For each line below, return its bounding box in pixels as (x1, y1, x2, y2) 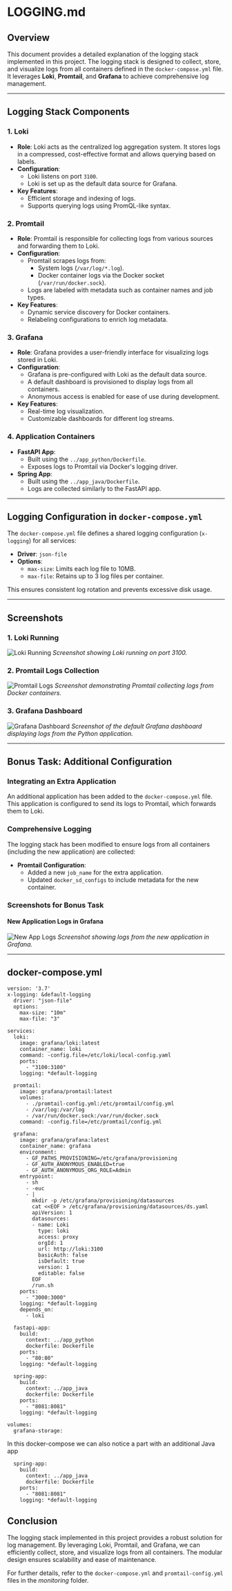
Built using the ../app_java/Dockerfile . (27, 477, 140, 485)
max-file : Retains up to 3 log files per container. (27, 572, 164, 580)
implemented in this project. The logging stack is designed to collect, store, (7, 57, 221, 66)
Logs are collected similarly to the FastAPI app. (27, 484, 162, 492)
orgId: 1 (37, 1239, 64, 1246)
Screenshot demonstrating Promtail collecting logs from (55, 681, 214, 690)
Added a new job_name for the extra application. (27, 868, 164, 877)
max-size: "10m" (19, 1009, 67, 1016)
